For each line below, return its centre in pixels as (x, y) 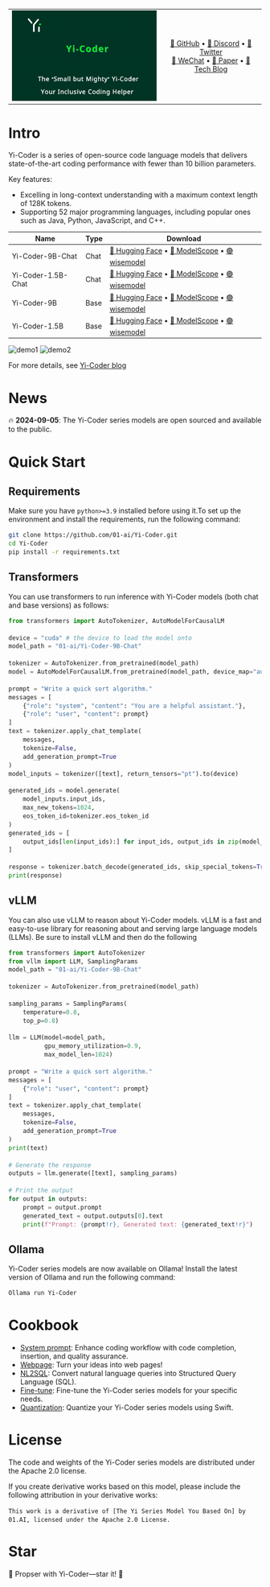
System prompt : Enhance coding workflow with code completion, (128, 1348)
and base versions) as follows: (59, 605)
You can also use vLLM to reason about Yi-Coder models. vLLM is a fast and (135, 920)
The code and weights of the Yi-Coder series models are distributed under (132, 1462)
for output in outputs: (48, 1199)
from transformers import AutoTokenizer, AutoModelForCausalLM (117, 620)
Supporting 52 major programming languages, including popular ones (135, 212)
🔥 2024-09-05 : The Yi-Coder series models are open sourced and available (135, 420)
